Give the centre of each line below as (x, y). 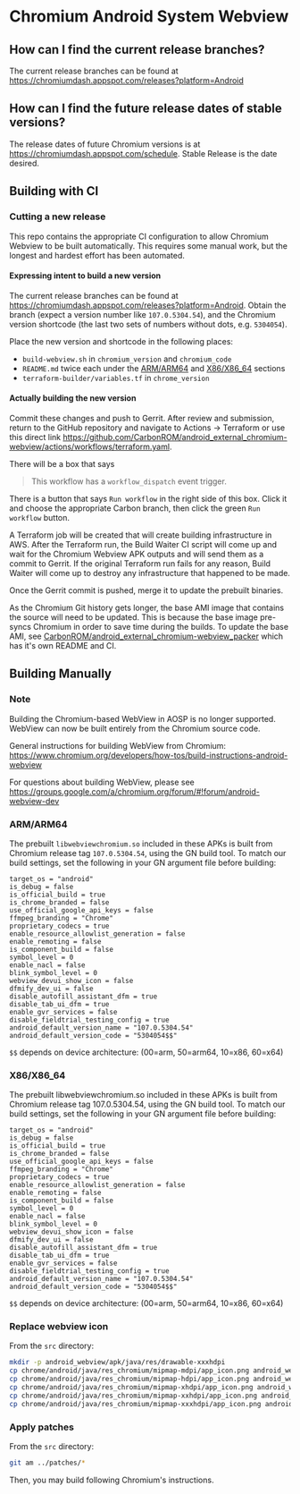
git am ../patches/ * (48, 1463)
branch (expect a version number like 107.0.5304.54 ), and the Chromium (142, 314)
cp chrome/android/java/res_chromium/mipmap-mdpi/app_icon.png (129, 1371)
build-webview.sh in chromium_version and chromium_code (127, 359)
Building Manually (60, 674)
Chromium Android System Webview (149, 17)
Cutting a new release (58, 216)
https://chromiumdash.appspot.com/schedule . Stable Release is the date (143, 153)
